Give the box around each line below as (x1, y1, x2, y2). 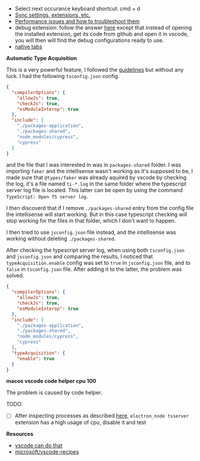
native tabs (14, 43, 43, 50)
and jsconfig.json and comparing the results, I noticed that (6, 253, 153, 260)
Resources (6, 431, 34, 438)
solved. (6, 272, 24, 279)
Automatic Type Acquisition (6, 55, 78, 61)
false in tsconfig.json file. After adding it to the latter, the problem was (6, 265, 182, 273)
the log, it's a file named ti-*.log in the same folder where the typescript (6, 180, 187, 187)
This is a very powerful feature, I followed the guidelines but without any (6, 66, 184, 73)
